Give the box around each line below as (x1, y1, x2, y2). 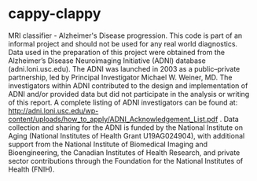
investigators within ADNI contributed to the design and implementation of (8, 80, 248, 90)
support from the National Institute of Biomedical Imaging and (8, 139, 208, 149)
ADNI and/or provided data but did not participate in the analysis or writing (8, 89, 250, 98)
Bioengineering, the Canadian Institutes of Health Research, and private (8, 147, 240, 157)
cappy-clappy (8, 5, 101, 23)
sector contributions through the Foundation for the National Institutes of (8, 156, 244, 165)
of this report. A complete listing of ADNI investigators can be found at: (8, 98, 238, 107)
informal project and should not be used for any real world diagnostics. (8, 39, 238, 48)
